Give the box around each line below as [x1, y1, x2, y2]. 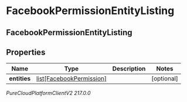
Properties [6, 47, 46, 57]
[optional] [151, 74, 179, 83]
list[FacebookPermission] [36, 74, 107, 83]
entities [9, 74, 31, 83]
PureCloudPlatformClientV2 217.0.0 [6, 90, 91, 97]
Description [112, 64, 146, 73]
